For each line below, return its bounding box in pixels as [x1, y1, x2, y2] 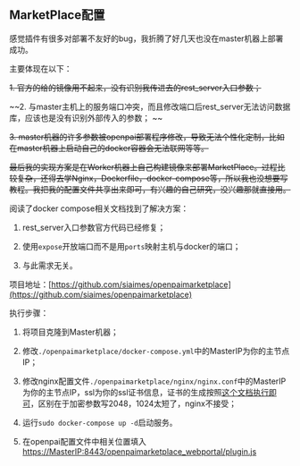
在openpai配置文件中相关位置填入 [21, 436, 147, 446]
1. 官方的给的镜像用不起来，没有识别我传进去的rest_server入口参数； [9, 82, 262, 93]
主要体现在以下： [9, 63, 72, 73]
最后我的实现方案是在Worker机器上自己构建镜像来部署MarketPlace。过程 [9, 161, 279, 172]
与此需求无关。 [21, 259, 78, 270]
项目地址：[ [9, 279, 52, 290]
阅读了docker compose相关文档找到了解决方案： [9, 203, 189, 214]
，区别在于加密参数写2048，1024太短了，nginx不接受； [29, 398, 237, 409]
